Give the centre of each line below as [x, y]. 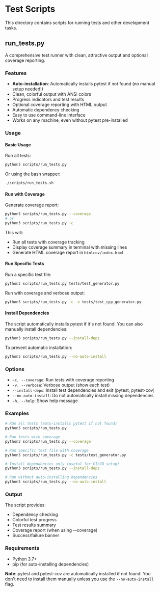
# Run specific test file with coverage [47, 450]
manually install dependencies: [36, 329]
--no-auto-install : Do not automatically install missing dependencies [83, 395]
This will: [14, 232]
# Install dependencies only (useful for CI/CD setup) [62, 464]
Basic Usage [18, 145]
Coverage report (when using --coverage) [55, 530]
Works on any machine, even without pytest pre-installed [70, 120]
